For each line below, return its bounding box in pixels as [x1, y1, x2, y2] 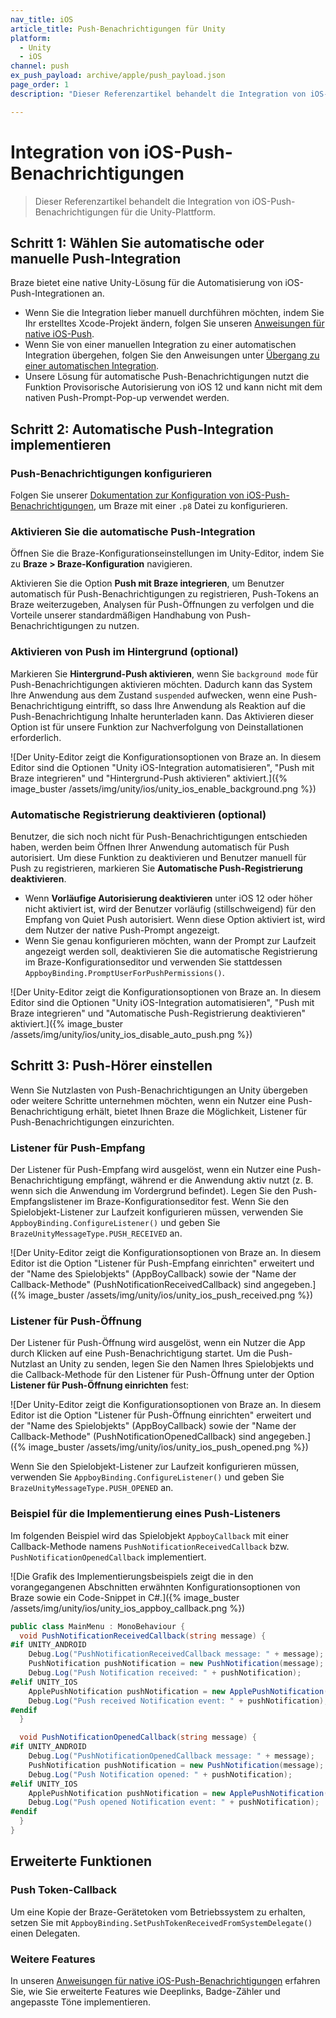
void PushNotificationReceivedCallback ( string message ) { [19, 1631, 267, 1641]
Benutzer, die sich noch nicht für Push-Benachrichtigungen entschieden [10, 830, 308, 842]
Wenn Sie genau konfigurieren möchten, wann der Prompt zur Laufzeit [24, 934, 317, 946]
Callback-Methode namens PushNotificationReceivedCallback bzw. [10, 1540, 290, 1552]
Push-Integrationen [10, 287, 90, 300]
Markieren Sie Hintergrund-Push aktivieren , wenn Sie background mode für [10, 667, 319, 680]
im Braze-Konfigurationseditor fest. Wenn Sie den [84, 1196, 290, 1208]
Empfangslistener [10, 1196, 83, 1208]
